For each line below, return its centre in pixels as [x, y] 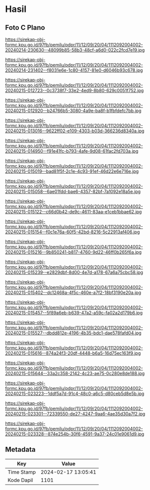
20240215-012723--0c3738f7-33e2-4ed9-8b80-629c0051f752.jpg [75, 90]
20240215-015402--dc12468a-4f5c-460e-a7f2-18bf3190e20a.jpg [73, 293]
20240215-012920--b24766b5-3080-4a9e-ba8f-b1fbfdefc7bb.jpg [73, 111]
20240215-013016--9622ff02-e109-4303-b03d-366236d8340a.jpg [75, 131]
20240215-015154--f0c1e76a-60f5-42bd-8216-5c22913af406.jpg [73, 232]
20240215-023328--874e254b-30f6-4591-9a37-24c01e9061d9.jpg [75, 434]
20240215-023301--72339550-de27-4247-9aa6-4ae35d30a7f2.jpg [75, 414]
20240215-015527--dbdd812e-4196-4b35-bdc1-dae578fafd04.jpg [73, 333]
